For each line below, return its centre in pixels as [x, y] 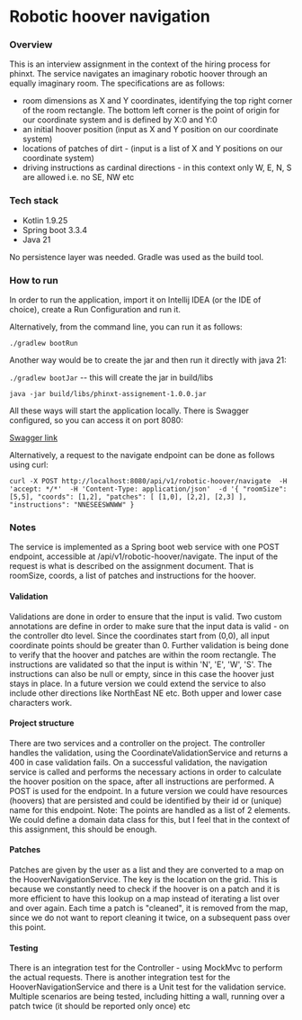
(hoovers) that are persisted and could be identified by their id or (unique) [146, 800]
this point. [28, 927]
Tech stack [34, 201]
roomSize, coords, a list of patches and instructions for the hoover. [133, 576]
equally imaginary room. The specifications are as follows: [117, 84]
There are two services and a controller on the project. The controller [137, 743]
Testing [24, 948]
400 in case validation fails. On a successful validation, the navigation [138, 762]
